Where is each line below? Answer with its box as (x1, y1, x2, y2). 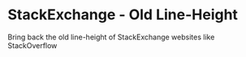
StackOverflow (7, 40, 58, 50)
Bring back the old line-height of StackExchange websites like (7, 32, 215, 42)
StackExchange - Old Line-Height (7, 6, 239, 24)
